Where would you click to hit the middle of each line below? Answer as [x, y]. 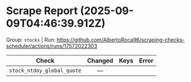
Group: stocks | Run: [31, 40]
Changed [100, 60]
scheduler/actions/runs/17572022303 [52, 46]
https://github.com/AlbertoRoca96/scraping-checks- [121, 40]
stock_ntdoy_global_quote [45, 70]
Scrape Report [42, 11]
